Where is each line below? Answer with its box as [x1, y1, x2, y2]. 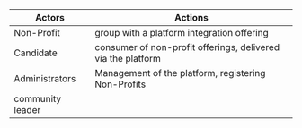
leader [13, 104, 41, 115]
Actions [174, 12, 209, 23]
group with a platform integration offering [94, 27, 270, 38]
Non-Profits [94, 78, 147, 90]
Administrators [13, 73, 76, 84]
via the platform [94, 53, 162, 64]
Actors [35, 12, 65, 23]
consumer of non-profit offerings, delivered [94, 41, 280, 53]
